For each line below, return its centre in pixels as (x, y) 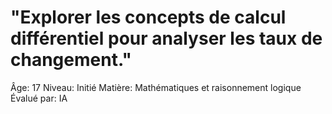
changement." (71, 60)
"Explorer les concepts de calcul (148, 17)
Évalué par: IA (39, 98)
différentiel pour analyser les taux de (166, 38)
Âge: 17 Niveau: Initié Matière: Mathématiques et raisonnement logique (156, 87)
